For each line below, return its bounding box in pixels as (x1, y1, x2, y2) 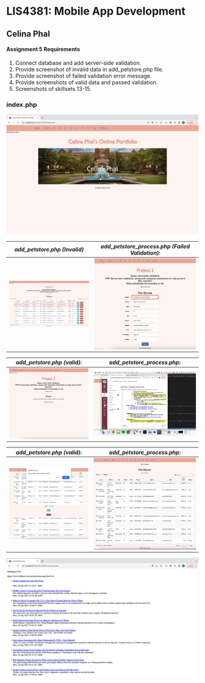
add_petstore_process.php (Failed (100, 242, 190, 250)
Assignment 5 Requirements (6, 46, 81, 53)
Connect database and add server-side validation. (15, 59, 142, 67)
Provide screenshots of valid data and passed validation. (15, 78, 158, 86)
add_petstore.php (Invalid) (14, 246, 84, 253)
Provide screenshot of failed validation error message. (15, 72, 152, 79)
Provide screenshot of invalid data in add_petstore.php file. (15, 65, 164, 73)
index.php (6, 100, 38, 109)
